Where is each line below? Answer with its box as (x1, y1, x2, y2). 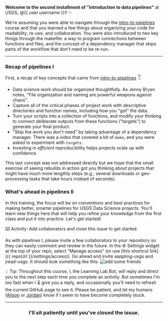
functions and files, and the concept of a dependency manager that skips (5, 41, 156, 46)
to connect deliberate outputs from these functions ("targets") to (12, 118, 146, 124)
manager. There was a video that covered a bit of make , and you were (12, 134, 155, 140)
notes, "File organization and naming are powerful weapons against (12, 92, 152, 98)
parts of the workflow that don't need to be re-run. (5, 46, 109, 52)
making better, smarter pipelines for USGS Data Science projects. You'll (5, 205, 152, 211)
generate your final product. (12, 123, 70, 129)
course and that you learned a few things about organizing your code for (5, 25, 155, 30)
